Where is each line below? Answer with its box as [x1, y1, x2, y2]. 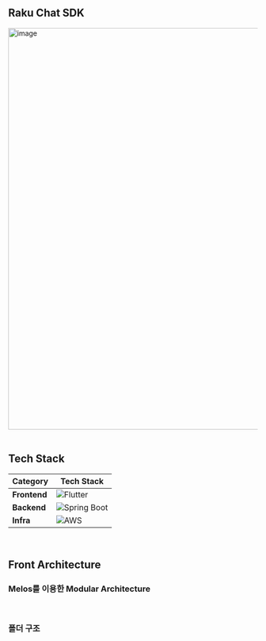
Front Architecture [8, 558, 101, 572]
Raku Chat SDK [8, 6, 85, 20]
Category [12, 475, 49, 486]
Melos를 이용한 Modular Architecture [8, 583, 150, 594]
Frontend [12, 489, 47, 500]
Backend [12, 501, 46, 512]
